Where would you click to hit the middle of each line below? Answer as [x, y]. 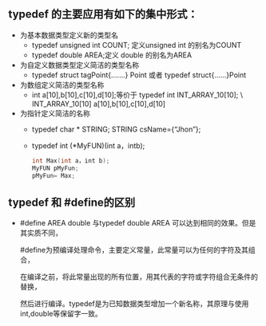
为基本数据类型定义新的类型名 [69, 35]
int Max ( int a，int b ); [71, 161]
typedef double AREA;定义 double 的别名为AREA [112, 55]
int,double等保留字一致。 [61, 314]
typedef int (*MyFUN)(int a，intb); [88, 145]
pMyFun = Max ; [54, 175]
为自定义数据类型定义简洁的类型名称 [79, 65]
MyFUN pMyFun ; [55, 168]
